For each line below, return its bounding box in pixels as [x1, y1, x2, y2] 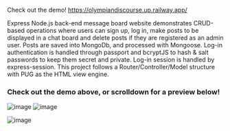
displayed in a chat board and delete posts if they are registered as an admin [7, 34, 224, 42]
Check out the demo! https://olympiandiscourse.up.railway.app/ [7, 6, 187, 14]
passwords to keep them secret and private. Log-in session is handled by [7, 56, 215, 64]
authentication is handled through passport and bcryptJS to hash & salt [7, 48, 209, 56]
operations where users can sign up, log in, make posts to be [26, 27, 199, 34]
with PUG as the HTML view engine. [7, 70, 109, 78]
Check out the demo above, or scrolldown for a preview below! [7, 87, 220, 97]
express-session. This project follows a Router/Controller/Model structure [7, 63, 215, 71]
